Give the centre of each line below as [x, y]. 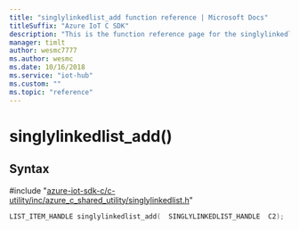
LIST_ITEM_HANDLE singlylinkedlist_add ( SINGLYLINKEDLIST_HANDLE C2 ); [147, 216]
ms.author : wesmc [41, 59]
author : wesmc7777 [43, 51]
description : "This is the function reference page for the [123, 34]
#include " [28, 190]
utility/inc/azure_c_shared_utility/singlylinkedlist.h [99, 200]
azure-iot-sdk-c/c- [81, 190]
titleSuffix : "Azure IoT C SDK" [69, 26]
